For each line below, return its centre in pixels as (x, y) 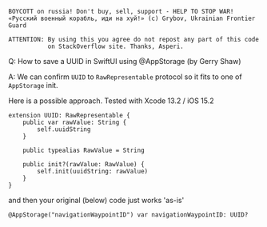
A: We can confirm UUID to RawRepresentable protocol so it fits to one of (125, 77)
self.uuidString (64, 129)
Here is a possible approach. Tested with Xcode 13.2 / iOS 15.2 (111, 101)
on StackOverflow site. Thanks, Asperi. (116, 46)
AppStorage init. (33, 85)
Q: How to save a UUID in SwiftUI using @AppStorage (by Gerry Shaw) (125, 61)
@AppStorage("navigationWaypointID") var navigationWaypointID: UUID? (128, 215)
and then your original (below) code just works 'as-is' (96, 200)
